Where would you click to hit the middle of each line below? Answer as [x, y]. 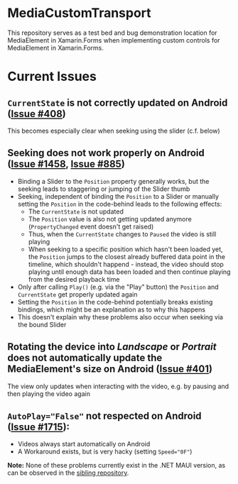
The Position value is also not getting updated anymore [110, 219]
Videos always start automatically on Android [84, 444]
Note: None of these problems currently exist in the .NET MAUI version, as [117, 466]
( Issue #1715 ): [38, 427]
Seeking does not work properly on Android [106, 153]
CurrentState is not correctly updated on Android [118, 103]
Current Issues [52, 77]
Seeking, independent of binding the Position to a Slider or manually [118, 196]
